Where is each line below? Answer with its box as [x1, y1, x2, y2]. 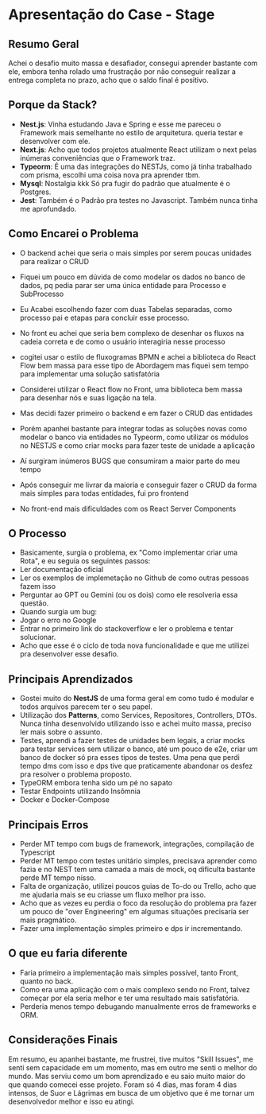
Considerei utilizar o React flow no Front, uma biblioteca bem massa [19, 384, 243, 394]
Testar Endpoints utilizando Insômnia [19, 786, 141, 797]
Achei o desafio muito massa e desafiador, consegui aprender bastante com [8, 58, 258, 68]
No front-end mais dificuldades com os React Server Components [19, 504, 237, 513]
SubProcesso [19, 289, 64, 298]
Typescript [19, 847, 56, 857]
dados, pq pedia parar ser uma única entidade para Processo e [19, 280, 226, 290]
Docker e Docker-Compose [19, 795, 110, 804]
